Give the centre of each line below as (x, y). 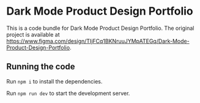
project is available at (33, 34)
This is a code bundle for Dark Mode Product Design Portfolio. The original (100, 28)
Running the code (41, 67)
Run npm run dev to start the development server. (68, 93)
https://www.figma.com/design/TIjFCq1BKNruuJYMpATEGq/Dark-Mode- (98, 41)
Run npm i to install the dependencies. (54, 81)
